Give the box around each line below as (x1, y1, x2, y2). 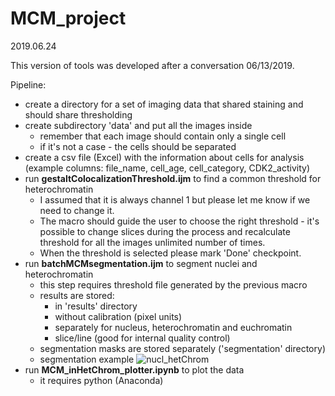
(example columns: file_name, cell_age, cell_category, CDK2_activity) (24, 162, 310, 174)
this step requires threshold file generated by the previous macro (39, 278, 308, 291)
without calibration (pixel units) (54, 310, 183, 322)
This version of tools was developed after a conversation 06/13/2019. (10, 59, 295, 71)
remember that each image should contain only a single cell (39, 130, 287, 142)
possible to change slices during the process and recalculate (39, 225, 291, 237)
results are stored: (39, 289, 115, 301)
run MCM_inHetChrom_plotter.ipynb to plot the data (24, 363, 245, 376)
